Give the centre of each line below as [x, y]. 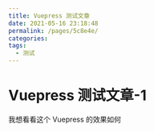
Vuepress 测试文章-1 [77, 95]
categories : [28, 38]
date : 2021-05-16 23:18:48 [53, 23]
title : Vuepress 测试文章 [49, 16]
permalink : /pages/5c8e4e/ [53, 31]
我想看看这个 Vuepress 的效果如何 [65, 119]
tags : [17, 46]
